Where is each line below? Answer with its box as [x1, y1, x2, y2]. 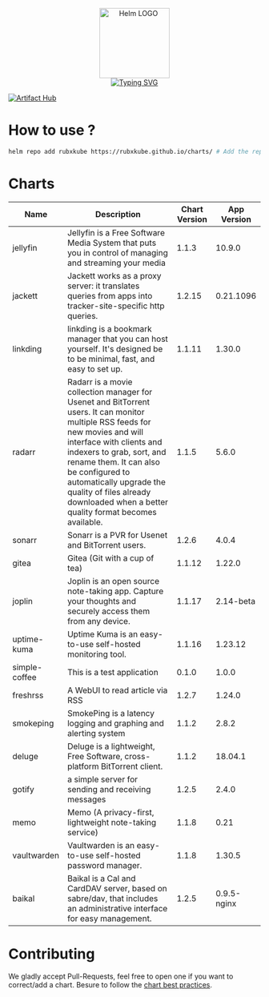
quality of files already [66, 486, 151, 497]
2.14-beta [215, 595, 256, 606]
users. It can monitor [66, 406, 145, 417]
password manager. [66, 859, 143, 870]
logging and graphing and [66, 718, 164, 729]
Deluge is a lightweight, [66, 741, 155, 752]
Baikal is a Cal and [66, 873, 136, 884]
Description [94, 208, 142, 219]
